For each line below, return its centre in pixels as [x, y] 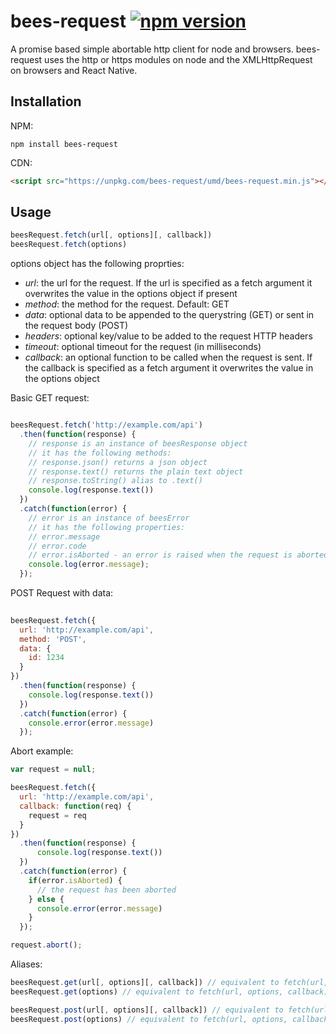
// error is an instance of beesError [109, 518]
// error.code [57, 546]
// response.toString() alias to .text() [115, 481]
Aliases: [26, 964]
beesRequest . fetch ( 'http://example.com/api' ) [106, 425]
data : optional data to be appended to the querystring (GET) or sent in [169, 315]
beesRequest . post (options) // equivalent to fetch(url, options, [149, 1019]
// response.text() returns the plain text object [136, 471]
